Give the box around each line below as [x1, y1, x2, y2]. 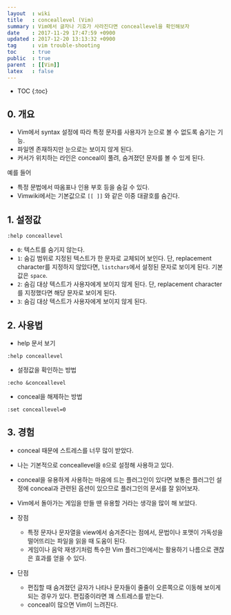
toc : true [7, 49, 51, 56]
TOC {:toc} [17, 87, 48, 95]
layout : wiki [7, 10, 51, 17]
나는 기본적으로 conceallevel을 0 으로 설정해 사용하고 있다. [17, 461, 174, 469]
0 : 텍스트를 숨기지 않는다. [17, 245, 85, 254]
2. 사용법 [7, 319, 43, 331]
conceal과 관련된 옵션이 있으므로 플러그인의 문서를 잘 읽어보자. [30, 484, 200, 492]
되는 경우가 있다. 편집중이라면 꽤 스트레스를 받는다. [27, 592, 164, 600]
